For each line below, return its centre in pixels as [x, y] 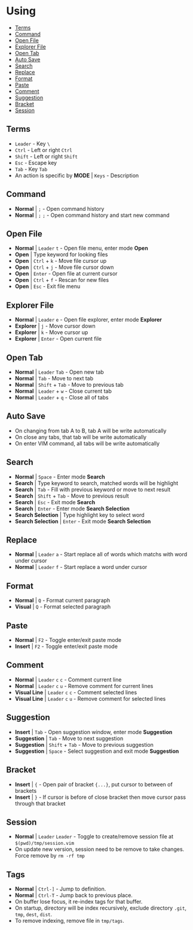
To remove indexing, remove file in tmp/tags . [69, 921]
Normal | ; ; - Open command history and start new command [92, 215]
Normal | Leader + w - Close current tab [63, 391]
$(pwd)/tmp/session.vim [45, 843]
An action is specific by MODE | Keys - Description [77, 175]
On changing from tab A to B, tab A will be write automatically [91, 431]
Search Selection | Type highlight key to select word [79, 515]
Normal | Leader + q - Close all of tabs [62, 397]
